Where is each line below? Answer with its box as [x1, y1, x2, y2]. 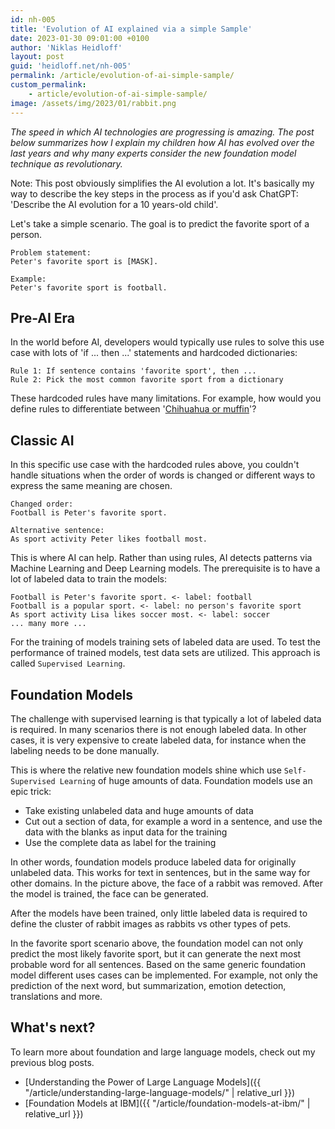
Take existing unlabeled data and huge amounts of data [24, 804, 254, 816]
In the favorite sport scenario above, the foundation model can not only [10, 937, 304, 949]
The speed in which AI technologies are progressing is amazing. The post [10, 126, 315, 138]
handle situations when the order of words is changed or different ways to [10, 469, 316, 481]
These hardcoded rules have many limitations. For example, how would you [10, 392, 322, 405]
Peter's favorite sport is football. [10, 282, 168, 293]
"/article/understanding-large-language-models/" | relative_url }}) [24, 1086, 296, 1098]
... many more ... [10, 619, 87, 629]
